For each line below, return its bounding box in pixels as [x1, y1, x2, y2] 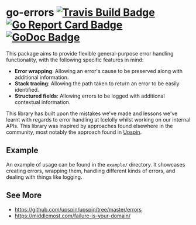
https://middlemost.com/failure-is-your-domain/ [14, 212, 130, 219]
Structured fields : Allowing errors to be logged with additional [14, 92, 165, 99]
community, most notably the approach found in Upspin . [6, 129, 142, 136]
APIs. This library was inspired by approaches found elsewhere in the [6, 122, 173, 129]
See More [6, 191, 42, 200]
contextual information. [14, 98, 71, 105]
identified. [14, 86, 39, 93]
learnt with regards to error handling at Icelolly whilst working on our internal [6, 116, 191, 123]
